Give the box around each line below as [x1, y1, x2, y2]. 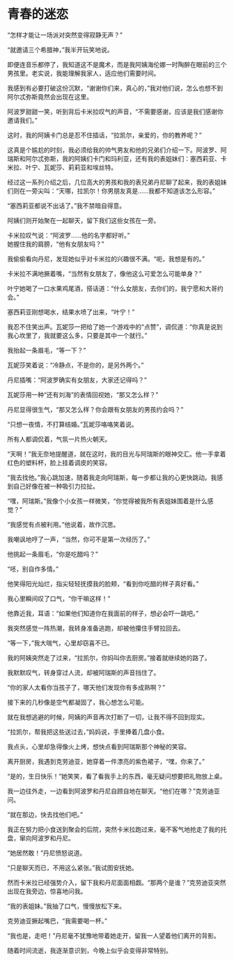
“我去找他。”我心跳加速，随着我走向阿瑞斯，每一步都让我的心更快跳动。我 [7, 473, 217, 482]
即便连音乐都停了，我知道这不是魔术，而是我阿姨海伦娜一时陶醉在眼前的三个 [7, 60, 227, 68]
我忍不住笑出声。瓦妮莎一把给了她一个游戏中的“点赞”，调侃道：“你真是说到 [7, 322, 223, 331]
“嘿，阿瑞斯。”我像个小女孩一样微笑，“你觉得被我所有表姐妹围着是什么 [7, 496, 208, 505]
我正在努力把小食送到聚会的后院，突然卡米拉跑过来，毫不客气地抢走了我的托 [7, 825, 227, 833]
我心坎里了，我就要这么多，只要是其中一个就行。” [7, 331, 148, 339]
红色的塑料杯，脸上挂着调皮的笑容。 [7, 458, 111, 467]
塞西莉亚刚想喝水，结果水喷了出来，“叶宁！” [7, 307, 135, 316]
